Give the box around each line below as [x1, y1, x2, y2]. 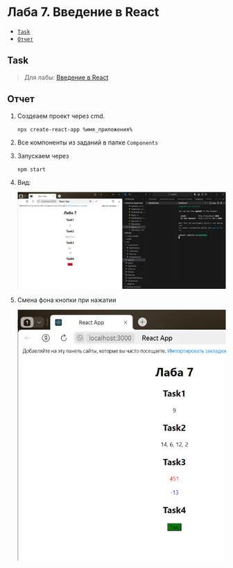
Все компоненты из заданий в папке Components [17, 138, 158, 147]
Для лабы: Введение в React [24, 73, 109, 81]
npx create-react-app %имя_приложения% [17, 126, 133, 133]
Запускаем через [17, 151, 69, 160]
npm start [17, 166, 46, 173]
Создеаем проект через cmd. [17, 112, 105, 120]
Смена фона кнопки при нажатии [17, 296, 116, 304]
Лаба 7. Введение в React [7, 4, 159, 20]
